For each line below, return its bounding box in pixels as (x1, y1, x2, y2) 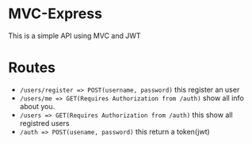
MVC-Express (8, 5, 103, 23)
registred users (19, 118, 70, 127)
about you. (19, 101, 55, 111)
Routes (8, 59, 55, 77)
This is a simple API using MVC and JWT (8, 31, 141, 40)
